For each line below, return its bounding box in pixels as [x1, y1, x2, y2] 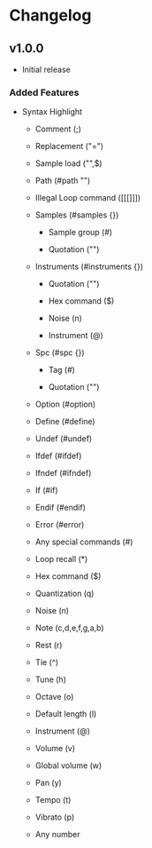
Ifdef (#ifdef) [34, 450, 82, 462]
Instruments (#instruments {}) [34, 261, 144, 272]
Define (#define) [34, 416, 95, 427]
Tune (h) [34, 674, 66, 685]
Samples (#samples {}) [34, 210, 119, 220]
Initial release [21, 64, 71, 75]
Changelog [9, 5, 92, 26]
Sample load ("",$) [34, 158, 103, 169]
